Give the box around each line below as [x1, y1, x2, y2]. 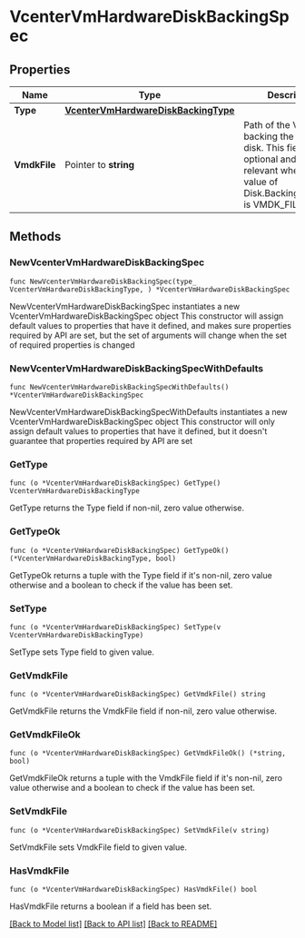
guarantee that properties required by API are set [9, 435, 193, 446]
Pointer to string [64, 159, 134, 171]
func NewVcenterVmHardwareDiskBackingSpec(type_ [9, 277, 197, 286]
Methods [9, 229, 62, 244]
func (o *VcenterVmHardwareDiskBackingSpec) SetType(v [9, 622, 221, 632]
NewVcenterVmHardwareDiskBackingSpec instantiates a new [9, 301, 241, 311]
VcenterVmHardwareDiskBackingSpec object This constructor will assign [9, 311, 284, 321]
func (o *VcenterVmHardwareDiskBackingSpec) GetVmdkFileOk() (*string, [9, 749, 286, 758]
